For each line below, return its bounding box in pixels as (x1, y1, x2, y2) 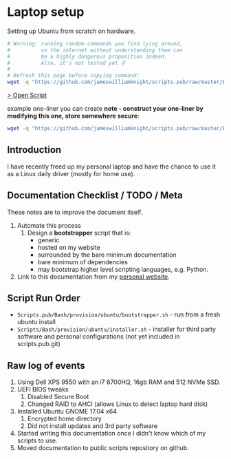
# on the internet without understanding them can (7, 46, 184, 54)
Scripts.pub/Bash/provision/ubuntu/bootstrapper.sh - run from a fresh (16, 310, 221, 319)
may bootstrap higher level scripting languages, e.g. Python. (37, 265, 209, 273)
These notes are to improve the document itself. (7, 208, 143, 216)
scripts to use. (16, 436, 58, 445)
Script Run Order (7, 292, 80, 303)
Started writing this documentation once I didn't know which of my (16, 429, 206, 438)
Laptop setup (7, 4, 85, 20)
